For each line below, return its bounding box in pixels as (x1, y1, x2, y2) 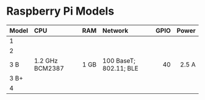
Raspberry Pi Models (6, 4, 115, 18)
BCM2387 (34, 64, 64, 73)
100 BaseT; (103, 56, 136, 65)
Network (103, 26, 129, 35)
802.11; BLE (103, 64, 138, 73)
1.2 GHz (34, 56, 58, 65)
